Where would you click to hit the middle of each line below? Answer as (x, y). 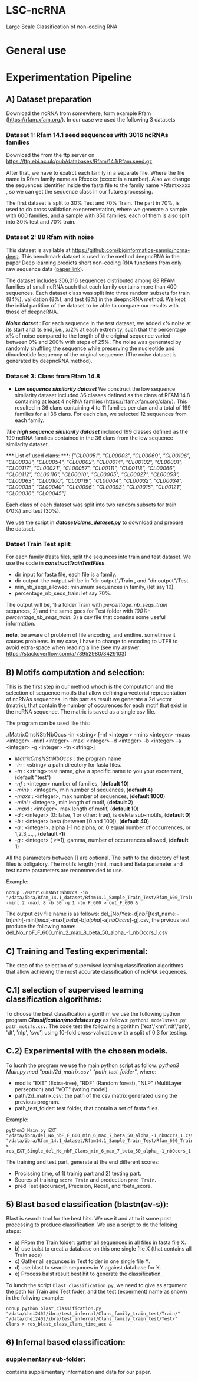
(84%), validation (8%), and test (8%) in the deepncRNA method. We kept (96, 299)
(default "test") (33, 777)
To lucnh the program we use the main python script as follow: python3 (93, 1065)
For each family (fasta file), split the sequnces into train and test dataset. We (99, 557)
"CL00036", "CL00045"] (36, 493)
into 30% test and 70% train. (41, 222)
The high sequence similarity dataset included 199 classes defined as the (97, 432)
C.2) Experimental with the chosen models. (87, 1051)
